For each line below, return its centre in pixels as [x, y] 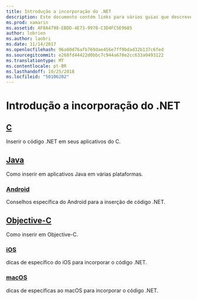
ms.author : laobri [28, 39]
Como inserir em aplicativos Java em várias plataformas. [75, 174]
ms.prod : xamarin [27, 22]
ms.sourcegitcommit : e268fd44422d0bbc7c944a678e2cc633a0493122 [85, 55]
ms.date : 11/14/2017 [31, 45]
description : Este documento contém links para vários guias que [87, 17]
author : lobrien [26, 33]
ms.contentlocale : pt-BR [36, 66]
